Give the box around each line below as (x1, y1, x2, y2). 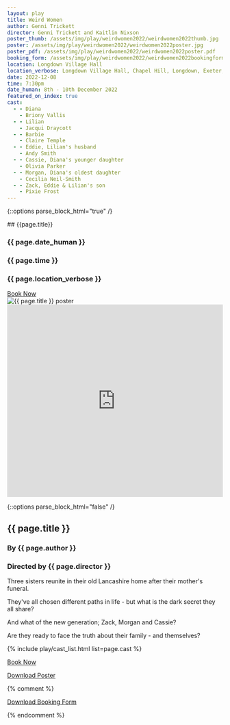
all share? (7, 605, 34, 613)
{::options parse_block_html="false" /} (7, 503, 115, 511)
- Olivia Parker (19, 162, 66, 170)
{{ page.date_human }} (7, 238, 86, 247)
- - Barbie (13, 131, 44, 138)
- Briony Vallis (19, 112, 66, 118)
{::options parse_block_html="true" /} (7, 207, 113, 216)
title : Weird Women (7, 16, 63, 23)
